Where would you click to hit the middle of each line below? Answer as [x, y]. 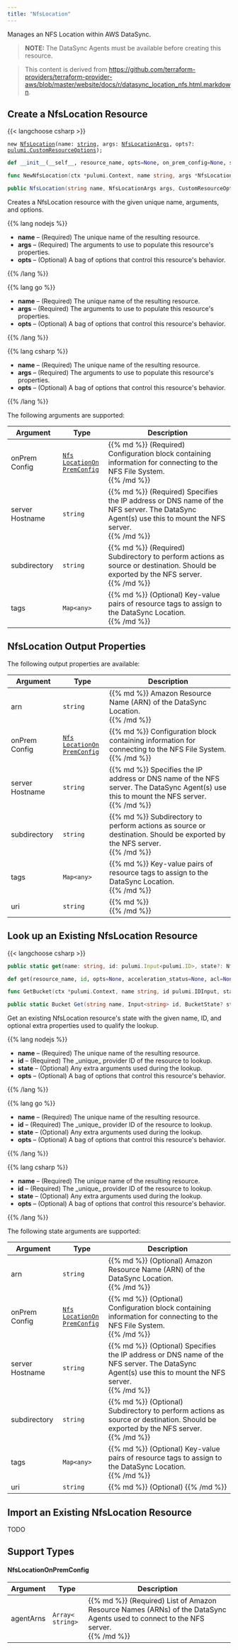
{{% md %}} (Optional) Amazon [160, 1261]
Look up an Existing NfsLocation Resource [103, 936]
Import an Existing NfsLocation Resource [100, 1513]
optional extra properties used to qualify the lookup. [83, 1026]
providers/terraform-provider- [68, 77]
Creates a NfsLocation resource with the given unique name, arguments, [113, 202]
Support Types [41, 1552]
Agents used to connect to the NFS [146, 1618]
